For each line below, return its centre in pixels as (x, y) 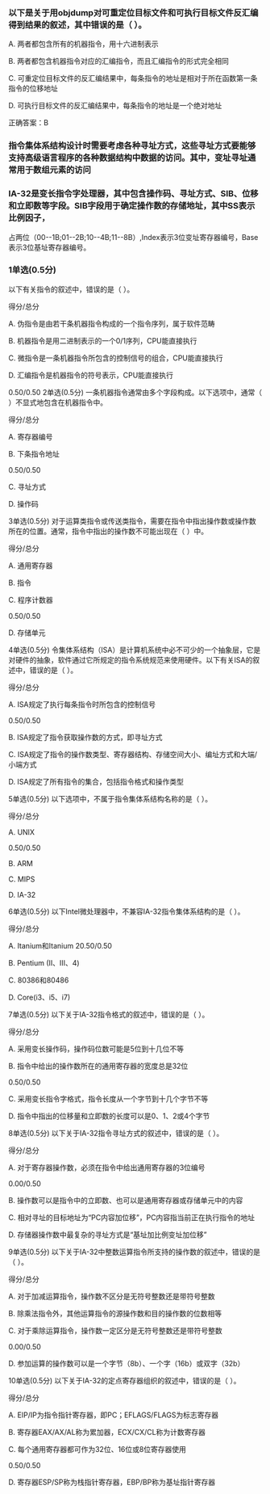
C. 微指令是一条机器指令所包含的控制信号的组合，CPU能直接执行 (116, 358)
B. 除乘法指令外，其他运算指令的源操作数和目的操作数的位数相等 (115, 1313)
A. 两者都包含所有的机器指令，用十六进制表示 (83, 44)
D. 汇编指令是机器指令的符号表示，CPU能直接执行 (91, 375)
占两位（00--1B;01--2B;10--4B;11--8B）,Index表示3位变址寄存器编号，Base (133, 237)
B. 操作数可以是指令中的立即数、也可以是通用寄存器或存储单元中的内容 (126, 1200)
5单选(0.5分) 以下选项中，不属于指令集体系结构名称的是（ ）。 (110, 798)
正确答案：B (29, 123)
